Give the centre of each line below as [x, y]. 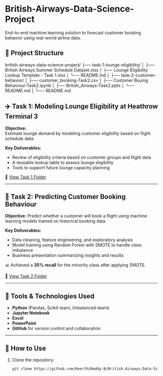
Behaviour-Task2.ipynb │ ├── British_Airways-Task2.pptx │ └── [70, 85]
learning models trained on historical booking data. [56, 221]
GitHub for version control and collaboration [56, 328]
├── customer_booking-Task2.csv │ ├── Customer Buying [89, 80]
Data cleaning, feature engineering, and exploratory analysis [73, 240]
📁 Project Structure [34, 53]
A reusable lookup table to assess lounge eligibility [63, 162]
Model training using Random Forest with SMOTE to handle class [77, 245]
